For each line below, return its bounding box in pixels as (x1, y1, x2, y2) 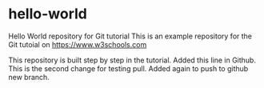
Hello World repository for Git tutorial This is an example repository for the (8, 31, 253, 41)
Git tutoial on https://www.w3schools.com (8, 39, 147, 49)
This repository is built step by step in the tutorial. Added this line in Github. (8, 55, 256, 65)
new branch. (8, 72, 50, 82)
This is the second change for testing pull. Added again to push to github (8, 63, 249, 73)
